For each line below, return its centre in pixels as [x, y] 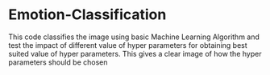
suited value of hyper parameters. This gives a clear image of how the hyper [135, 53]
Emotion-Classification [87, 15]
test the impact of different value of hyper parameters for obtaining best [128, 45]
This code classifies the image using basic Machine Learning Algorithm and [134, 37]
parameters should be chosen [58, 62]
